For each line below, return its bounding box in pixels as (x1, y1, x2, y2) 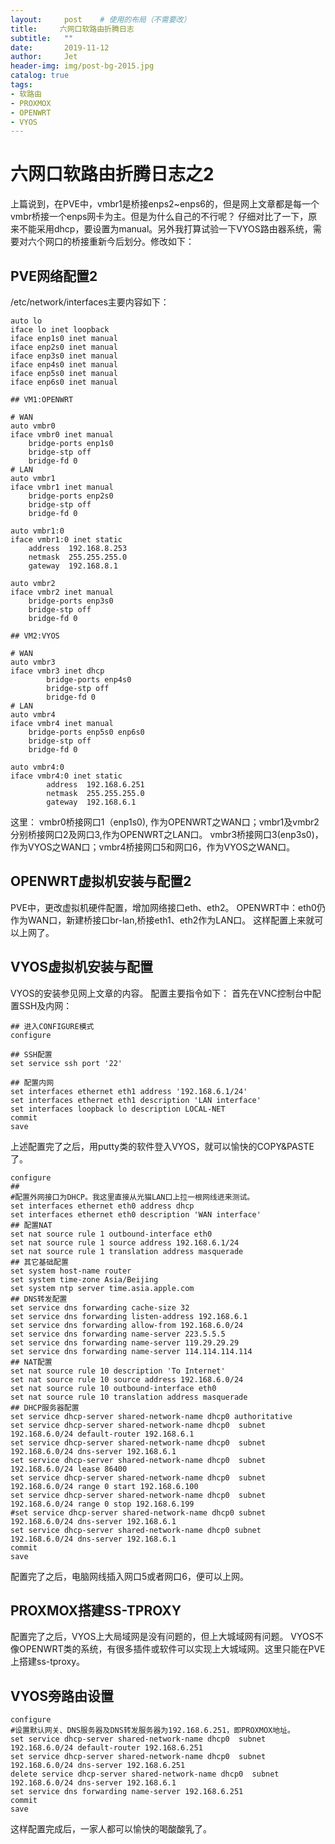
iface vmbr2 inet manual (10, 587, 114, 597)
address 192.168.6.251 (46, 780, 145, 790)
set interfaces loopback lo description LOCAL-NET (10, 1104, 226, 1114)
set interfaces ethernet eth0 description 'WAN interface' (10, 1209, 262, 1220)
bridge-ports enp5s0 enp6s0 (28, 727, 145, 737)
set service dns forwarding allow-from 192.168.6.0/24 (10, 1320, 244, 1330)
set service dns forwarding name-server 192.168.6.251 (10, 1787, 244, 1797)
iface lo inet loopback (10, 325, 110, 335)
